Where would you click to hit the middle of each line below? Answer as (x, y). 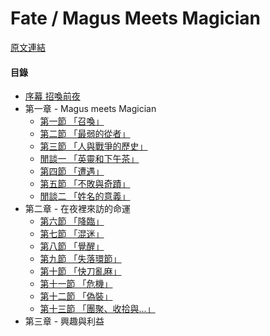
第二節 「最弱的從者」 (85, 134)
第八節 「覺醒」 (72, 246)
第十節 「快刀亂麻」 (80, 271)
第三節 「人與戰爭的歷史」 (93, 146)
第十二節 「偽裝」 (76, 296)
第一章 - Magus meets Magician (90, 109)
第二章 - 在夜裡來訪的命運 (78, 209)
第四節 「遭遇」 (72, 171)
